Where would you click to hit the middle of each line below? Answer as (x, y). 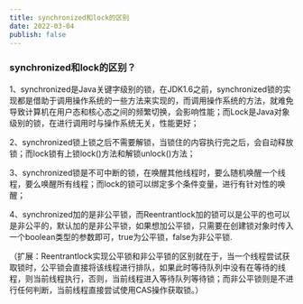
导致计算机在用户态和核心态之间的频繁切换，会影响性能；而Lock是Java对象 (150, 111)
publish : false (38, 34)
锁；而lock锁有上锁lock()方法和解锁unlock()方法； (102, 153)
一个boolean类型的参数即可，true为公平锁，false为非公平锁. (121, 236)
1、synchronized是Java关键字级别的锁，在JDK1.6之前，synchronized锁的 (146, 89)
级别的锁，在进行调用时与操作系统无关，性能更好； (104, 123)
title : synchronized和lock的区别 (69, 18)
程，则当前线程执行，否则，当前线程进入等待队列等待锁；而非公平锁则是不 (147, 278)
